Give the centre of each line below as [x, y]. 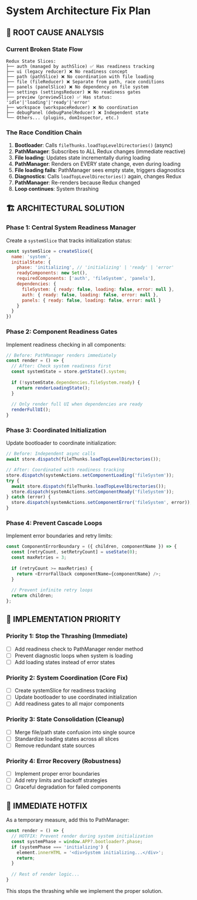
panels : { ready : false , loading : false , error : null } [91, 300]
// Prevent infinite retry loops [52, 590]
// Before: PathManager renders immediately [61, 355]
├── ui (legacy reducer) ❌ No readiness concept [67, 72]
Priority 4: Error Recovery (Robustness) [64, 761]
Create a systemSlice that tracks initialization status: [69, 240]
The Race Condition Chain [44, 132]
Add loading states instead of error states [65, 662]
